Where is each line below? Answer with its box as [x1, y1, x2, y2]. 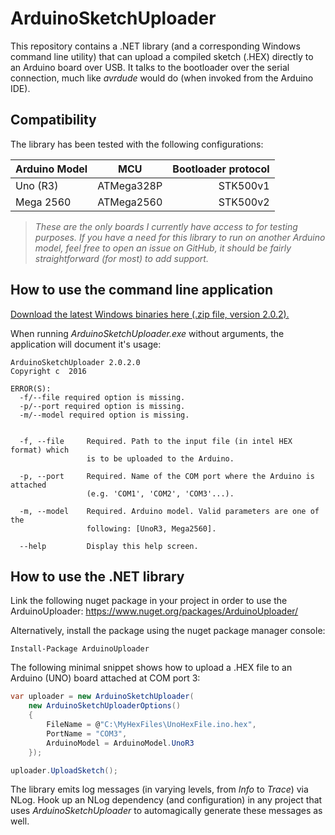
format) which [10, 445, 70, 455]
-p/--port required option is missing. [19, 401, 186, 411]
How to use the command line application [10, 282, 274, 299]
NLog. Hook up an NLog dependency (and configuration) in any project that [10, 794, 323, 806]
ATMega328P [97, 178, 163, 192]
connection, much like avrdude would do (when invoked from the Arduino [10, 72, 314, 84]
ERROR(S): [10, 383, 52, 394]
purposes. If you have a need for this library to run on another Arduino [34, 231, 326, 243]
